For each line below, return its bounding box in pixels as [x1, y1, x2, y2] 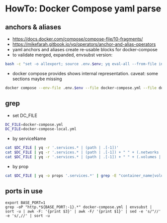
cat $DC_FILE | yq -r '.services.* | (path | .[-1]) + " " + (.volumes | [5, 155, 162, 160]
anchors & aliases [5, 23, 61, 31]
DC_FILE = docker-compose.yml [5, 122, 64, 127]
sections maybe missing [12, 76, 62, 82]
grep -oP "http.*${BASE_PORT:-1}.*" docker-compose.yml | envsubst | [5, 205, 153, 210]
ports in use [5, 187, 43, 196]
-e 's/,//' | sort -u [5, 213, 50, 218]
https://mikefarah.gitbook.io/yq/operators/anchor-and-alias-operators [12, 41, 156, 47]
